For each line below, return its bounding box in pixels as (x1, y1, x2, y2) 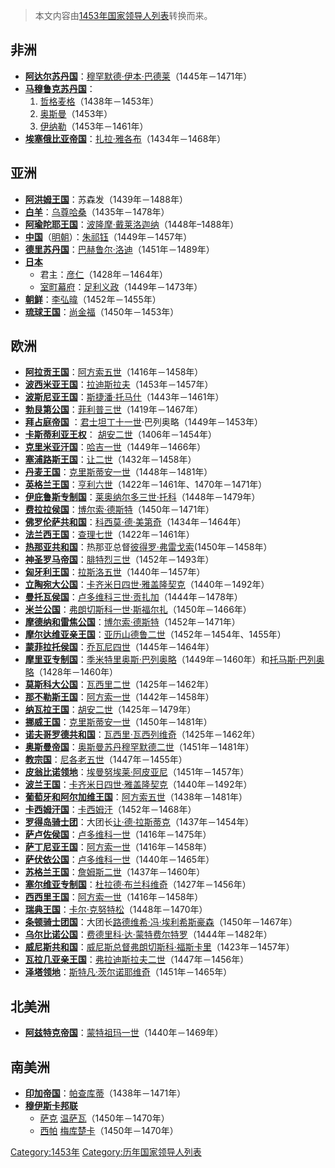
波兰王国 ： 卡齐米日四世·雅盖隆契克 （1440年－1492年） (24, 779, 253, 791)
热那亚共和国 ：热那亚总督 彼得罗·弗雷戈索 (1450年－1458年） (24, 541, 273, 553)
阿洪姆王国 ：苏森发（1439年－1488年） (24, 193, 188, 205)
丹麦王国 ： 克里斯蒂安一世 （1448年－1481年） (24, 466, 213, 478)
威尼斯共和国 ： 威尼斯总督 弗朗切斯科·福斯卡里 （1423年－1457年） (24, 941, 295, 953)
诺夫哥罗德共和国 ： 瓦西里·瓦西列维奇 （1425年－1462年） (24, 729, 261, 741)
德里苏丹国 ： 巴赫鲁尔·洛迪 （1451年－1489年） (24, 243, 215, 255)
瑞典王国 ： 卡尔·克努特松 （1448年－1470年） (24, 904, 208, 916)
